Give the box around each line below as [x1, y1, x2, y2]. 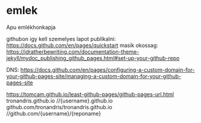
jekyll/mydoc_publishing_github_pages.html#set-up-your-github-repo [6, 54, 180, 61]
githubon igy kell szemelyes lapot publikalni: [6, 35, 116, 42]
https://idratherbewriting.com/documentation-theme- [6, 48, 139, 55]
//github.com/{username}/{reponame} [6, 110, 101, 117]
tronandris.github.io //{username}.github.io [6, 97, 113, 104]
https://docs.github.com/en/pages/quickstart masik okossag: [6, 42, 159, 49]
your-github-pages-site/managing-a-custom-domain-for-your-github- [6, 72, 182, 80]
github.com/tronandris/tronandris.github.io [6, 103, 113, 110]
